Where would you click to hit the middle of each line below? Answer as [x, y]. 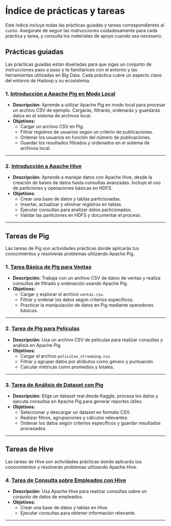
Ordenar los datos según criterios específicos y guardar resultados [91, 423]
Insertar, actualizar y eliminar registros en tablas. [71, 205]
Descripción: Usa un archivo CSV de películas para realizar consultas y [88, 340]
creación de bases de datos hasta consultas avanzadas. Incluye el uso [87, 183]
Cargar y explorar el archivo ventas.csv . [62, 294]
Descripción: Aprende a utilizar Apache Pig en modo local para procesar [89, 105]
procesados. [33, 429]
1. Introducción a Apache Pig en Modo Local [60, 93]
